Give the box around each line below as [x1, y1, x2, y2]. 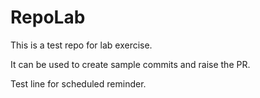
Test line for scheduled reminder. [10, 77, 147, 90]
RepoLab [10, 6, 86, 29]
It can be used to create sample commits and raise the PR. [10, 58, 251, 70]
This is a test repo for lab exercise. [10, 39, 153, 51]
